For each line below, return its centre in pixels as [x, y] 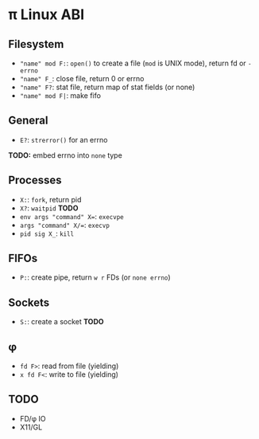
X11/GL [31, 427]
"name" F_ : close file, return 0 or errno [82, 78]
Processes [35, 180]
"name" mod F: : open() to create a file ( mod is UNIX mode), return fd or [133, 63]
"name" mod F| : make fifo [60, 96]
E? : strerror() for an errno [64, 139]
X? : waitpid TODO [49, 208]
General [29, 121]
